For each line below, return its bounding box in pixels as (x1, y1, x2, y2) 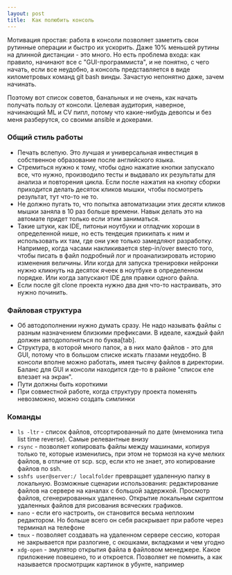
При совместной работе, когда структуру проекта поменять (17, 387, 197, 396)
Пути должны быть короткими (17, 380, 108, 389)
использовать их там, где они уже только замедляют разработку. (17, 236, 213, 245)
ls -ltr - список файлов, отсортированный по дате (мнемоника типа (17, 427, 224, 436)
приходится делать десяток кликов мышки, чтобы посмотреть (17, 185, 203, 193)
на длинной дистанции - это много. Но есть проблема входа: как (7, 50, 201, 59)
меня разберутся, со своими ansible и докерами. (7, 115, 154, 123)
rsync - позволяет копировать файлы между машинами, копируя (17, 443, 210, 451)
